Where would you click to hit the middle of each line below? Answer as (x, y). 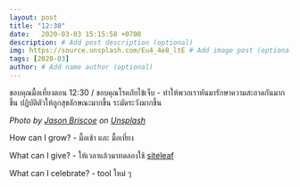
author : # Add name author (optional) (81, 68)
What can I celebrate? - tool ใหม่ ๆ (71, 173)
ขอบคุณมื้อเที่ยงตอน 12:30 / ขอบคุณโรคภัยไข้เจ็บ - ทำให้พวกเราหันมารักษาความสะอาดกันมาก (147, 92)
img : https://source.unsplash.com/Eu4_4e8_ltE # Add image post (131, 51)
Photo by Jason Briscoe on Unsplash (77, 120)
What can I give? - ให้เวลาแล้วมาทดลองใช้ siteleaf (92, 155)
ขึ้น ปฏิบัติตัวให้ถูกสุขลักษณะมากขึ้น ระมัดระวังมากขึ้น (86, 102)
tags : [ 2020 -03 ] (39, 59)
